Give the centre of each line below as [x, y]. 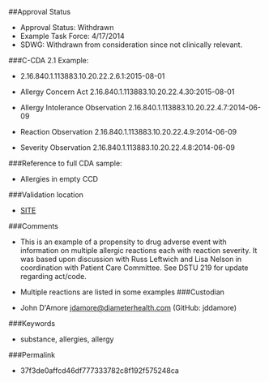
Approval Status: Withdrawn [67, 27]
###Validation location [46, 195]
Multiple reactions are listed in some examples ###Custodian [122, 292]
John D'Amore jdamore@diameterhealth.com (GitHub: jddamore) [128, 308]
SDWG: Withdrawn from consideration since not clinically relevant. [131, 45]
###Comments [34, 226]
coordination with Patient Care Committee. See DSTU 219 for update [134, 268]
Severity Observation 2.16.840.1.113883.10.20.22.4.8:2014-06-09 [127, 148]
